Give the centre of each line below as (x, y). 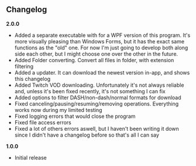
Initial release (30, 157)
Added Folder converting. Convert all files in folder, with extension (94, 60)
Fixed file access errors (43, 122)
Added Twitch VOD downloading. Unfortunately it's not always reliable (99, 85)
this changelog (32, 79)
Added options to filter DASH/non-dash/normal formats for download (98, 97)
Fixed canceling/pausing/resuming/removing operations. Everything (97, 104)
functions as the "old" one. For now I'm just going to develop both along (101, 48)
